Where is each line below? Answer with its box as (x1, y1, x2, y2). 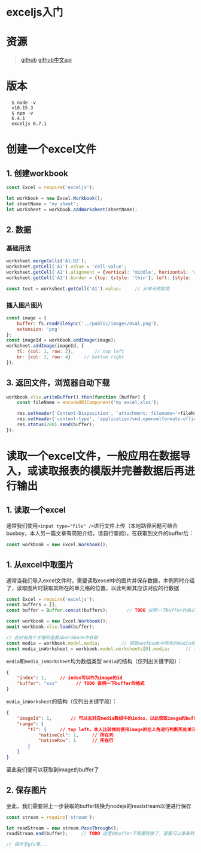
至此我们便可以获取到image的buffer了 (6, 766, 99, 773)
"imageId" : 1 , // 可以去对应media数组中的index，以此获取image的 (17, 715, 186, 721)
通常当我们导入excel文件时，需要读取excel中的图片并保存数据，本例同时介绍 (6, 577, 195, 584)
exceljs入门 (6, 5, 63, 19)
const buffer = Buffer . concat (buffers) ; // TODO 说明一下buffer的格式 (6, 607, 196, 613)
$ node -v (11, 100, 36, 106)
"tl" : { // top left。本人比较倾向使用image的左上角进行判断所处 (28, 726, 187, 732)
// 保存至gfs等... (6, 842, 48, 848)
